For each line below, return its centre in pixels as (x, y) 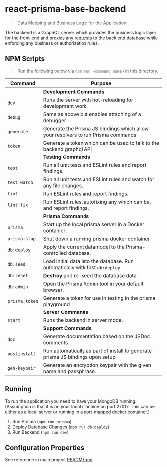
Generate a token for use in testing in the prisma (99, 298)
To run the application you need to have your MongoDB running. (71, 401)
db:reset (18, 275)
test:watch (20, 182)
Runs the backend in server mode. (83, 320)
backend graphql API (68, 149)
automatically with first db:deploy (82, 267)
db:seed (17, 264)
